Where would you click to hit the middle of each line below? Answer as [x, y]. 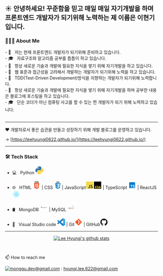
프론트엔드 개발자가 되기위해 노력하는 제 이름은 [70, 18]
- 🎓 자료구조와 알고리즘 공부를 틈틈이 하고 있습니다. [56, 58]
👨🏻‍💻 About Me [22, 41]
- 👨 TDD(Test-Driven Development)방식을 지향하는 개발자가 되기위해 [73, 78]
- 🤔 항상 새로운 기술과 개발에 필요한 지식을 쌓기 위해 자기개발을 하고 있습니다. [79, 66]
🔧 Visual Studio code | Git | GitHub [56, 224]
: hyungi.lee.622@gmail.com [89, 268]
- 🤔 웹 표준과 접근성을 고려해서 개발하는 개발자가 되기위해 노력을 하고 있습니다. [80, 72]
